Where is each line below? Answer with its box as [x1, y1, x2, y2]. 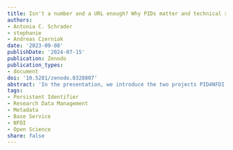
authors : [7, 17, 33, 24]
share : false [7, 132, 45, 139]
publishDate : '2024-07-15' [7, 49, 85, 56]
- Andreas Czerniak [7, 36, 64, 43]
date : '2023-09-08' [7, 42, 64, 49]
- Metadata [7, 106, 39, 113]
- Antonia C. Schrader [7, 23, 73, 30]
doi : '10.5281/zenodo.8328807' [7, 74, 98, 82]
